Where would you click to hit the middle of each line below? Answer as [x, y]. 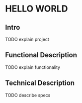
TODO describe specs [28, 95]
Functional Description [41, 55]
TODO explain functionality [33, 67]
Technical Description [40, 83]
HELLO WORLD [37, 9]
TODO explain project [27, 39]
